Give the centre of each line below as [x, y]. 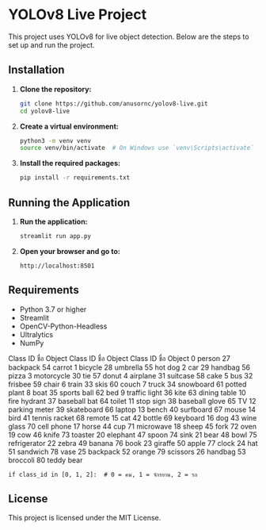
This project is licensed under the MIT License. [85, 518]
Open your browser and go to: [70, 251]
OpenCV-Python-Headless [63, 326]
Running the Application [69, 203]
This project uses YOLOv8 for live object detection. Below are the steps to [129, 36]
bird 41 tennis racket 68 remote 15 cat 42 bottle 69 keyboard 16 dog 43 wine [133, 417]
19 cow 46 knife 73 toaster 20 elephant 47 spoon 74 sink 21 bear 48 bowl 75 [133, 435]
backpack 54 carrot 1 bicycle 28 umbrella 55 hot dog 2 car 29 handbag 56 [129, 367]
